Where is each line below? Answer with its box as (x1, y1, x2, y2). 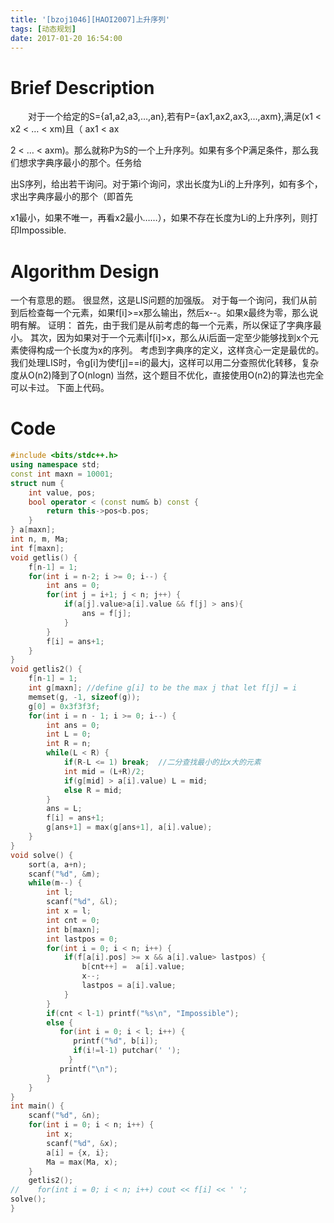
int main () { (10, 1101, 65, 1111)
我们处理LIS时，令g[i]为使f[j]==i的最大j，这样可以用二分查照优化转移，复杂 (10, 357, 320, 369)
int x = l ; (46, 906, 92, 916)
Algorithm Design (10, 260, 160, 283)
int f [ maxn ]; (10, 543, 65, 553)
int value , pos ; (28, 487, 97, 498)
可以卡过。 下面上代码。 (10, 382, 110, 394)
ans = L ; (46, 804, 83, 814)
